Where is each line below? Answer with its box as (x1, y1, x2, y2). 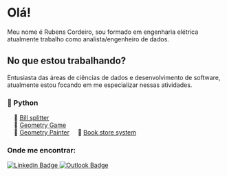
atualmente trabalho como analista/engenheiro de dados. (7, 35, 170, 43)
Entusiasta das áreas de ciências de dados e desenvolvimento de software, (7, 73, 221, 81)
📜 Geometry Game (13, 121, 67, 129)
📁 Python (7, 98, 39, 108)
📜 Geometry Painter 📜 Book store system (13, 128, 136, 137)
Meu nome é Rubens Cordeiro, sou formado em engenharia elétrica (7, 28, 199, 36)
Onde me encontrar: (7, 145, 76, 155)
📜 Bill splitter (13, 114, 50, 122)
